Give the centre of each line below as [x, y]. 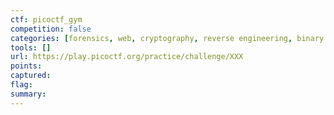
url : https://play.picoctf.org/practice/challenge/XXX [127, 57]
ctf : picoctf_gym [46, 19]
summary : [28, 94]
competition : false [51, 29]
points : [26, 66]
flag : [21, 85]
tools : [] [31, 47]
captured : [31, 76]
